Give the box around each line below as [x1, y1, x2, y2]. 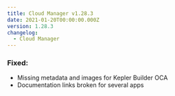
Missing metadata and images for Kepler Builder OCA [16, 73, 168, 82]
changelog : [7, 29, 38, 36]
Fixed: [7, 58, 29, 68]
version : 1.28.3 [7, 23, 54, 29]
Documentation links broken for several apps [16, 81, 144, 89]
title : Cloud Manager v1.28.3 [7, 10, 94, 17]
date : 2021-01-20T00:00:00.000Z [7, 16, 100, 23]
